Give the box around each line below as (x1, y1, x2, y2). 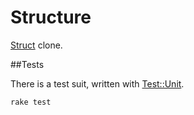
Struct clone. (10, 39, 63, 51)
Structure (10, 6, 92, 29)
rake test (10, 97, 52, 107)
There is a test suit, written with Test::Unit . (10, 77, 185, 90)
